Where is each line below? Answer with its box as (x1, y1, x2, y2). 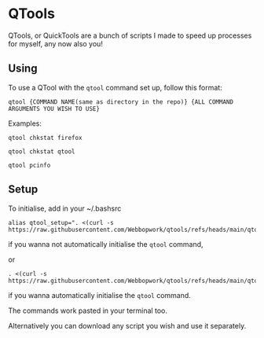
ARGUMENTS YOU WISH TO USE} (8, 105, 101, 112)
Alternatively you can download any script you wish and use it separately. (8, 321, 247, 330)
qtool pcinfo (8, 161, 51, 169)
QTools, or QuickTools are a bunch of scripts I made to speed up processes (8, 31, 252, 40)
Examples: (8, 119, 42, 128)
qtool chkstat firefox (8, 134, 82, 141)
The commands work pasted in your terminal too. (8, 306, 167, 315)
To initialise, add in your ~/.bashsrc (8, 204, 122, 213)
